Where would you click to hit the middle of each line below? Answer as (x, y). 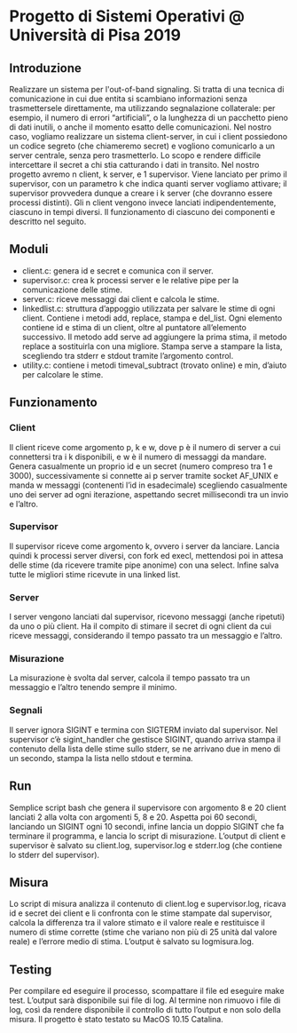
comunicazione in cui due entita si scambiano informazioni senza (129, 99)
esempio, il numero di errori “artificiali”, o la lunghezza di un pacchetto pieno (149, 118)
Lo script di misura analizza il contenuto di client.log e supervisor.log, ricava (148, 904)
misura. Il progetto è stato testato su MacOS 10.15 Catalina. (116, 1020)
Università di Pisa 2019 (95, 35)
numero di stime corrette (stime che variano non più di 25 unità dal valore (143, 932)
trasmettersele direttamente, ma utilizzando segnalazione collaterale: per (142, 108)
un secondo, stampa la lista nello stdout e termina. (101, 758)
